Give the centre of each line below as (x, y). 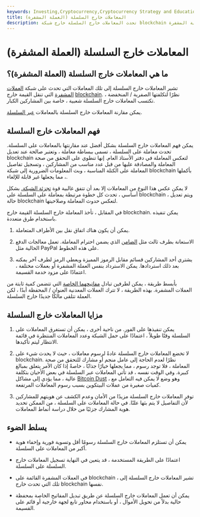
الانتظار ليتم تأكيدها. (37, 342)
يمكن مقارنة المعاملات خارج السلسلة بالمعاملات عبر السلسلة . (74, 112)
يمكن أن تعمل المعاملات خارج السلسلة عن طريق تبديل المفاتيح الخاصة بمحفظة (102, 495)
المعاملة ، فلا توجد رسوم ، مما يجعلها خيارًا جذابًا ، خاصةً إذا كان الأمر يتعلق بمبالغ (102, 366)
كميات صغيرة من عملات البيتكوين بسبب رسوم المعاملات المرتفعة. (88, 385)
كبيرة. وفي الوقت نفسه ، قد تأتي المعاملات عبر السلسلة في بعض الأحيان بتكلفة (102, 372)
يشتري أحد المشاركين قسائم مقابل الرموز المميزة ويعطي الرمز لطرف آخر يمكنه (104, 259)
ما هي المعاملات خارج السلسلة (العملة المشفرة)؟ (88, 74)
